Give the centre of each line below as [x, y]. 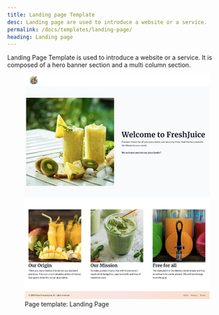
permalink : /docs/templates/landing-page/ [70, 29]
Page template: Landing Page [67, 305]
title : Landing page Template [51, 15]
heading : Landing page [40, 37]
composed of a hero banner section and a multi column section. [99, 65]
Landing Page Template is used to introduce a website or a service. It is [110, 58]
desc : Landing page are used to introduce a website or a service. [107, 22]
